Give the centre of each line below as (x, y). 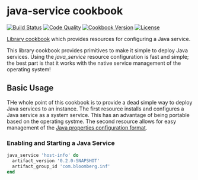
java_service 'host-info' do (43, 156)
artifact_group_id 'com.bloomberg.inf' (61, 166)
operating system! (29, 69)
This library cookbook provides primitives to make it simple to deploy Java (98, 50)
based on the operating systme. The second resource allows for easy (92, 121)
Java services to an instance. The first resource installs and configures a (95, 109)
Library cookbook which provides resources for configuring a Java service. (99, 39)
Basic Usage (30, 88)
